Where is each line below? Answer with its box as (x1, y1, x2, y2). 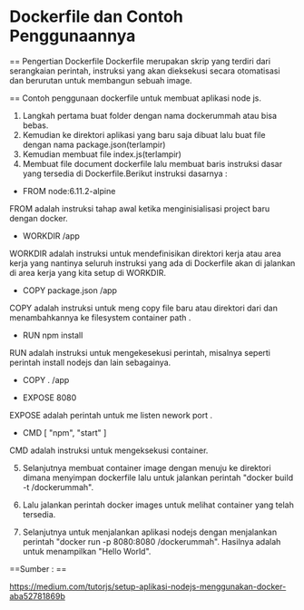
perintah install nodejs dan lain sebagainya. (9, 357, 172, 368)
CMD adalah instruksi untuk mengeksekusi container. (9, 445, 209, 456)
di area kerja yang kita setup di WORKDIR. (9, 267, 166, 278)
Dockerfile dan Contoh (9, 6, 183, 27)
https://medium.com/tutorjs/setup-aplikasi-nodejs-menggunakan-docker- (9, 581, 287, 592)
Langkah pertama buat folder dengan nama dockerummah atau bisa (22, 110, 278, 121)
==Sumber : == (9, 563, 67, 574)
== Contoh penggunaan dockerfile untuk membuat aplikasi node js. (9, 93, 261, 103)
